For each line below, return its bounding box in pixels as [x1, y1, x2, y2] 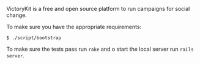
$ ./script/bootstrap [6, 35, 62, 41]
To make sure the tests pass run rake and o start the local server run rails [6, 45, 194, 53]
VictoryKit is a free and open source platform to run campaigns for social [6, 5, 190, 12]
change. [6, 11, 28, 19]
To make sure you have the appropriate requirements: [6, 24, 142, 30]
